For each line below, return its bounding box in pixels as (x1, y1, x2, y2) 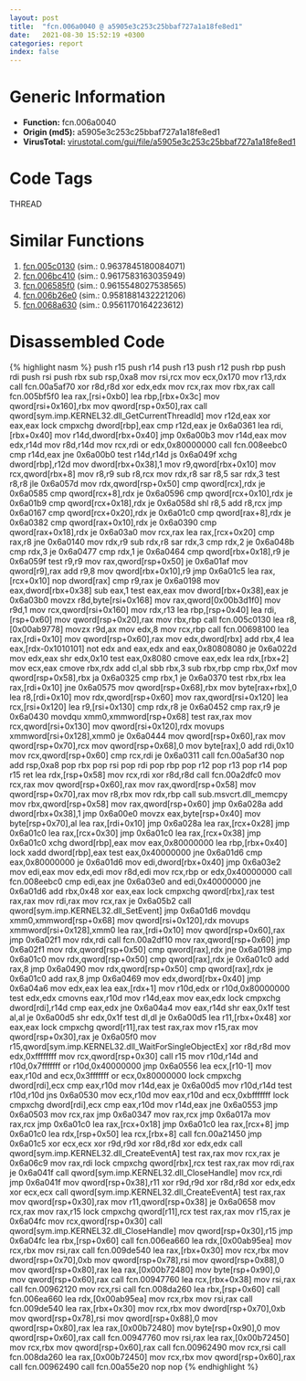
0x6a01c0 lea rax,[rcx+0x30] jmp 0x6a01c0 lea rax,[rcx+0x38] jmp (9, 828, 262, 838)
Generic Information (9, 87, 166, 108)
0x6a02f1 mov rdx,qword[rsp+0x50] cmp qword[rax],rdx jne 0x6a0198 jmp (9, 944, 292, 954)
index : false (9, 47, 59, 57)
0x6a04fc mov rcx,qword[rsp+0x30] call (9, 1216, 163, 1227)
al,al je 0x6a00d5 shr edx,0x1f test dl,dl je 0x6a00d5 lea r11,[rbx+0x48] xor (9, 1011, 291, 1023)
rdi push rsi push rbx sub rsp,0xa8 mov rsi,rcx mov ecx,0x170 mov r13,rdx (9, 371, 287, 382)
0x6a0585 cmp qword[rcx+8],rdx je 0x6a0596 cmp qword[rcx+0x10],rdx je (9, 488, 293, 499)
